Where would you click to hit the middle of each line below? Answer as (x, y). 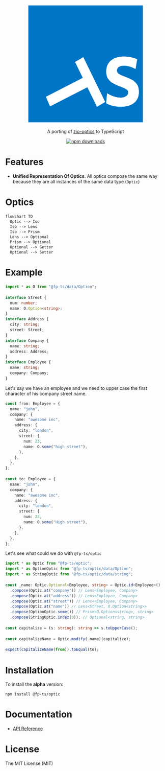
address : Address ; (30, 352)
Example (24, 273)
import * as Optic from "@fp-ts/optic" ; (49, 564)
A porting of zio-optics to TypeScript (86, 132)
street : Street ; (27, 330)
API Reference (28, 729)
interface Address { (27, 319)
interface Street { (26, 297)
